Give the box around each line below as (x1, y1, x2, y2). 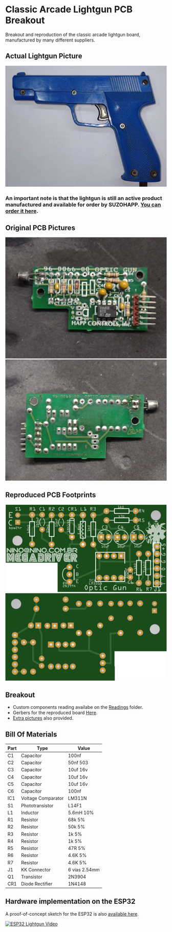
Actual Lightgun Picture (5, 52, 82, 61)
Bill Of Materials (5, 730, 57, 739)
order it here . (5, 208, 38, 215)
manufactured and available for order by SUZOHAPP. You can (5, 201, 161, 208)
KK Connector (21, 866, 51, 872)
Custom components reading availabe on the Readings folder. (12, 704, 143, 710)
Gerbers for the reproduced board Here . (12, 709, 98, 716)
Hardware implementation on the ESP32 (5, 897, 136, 906)
